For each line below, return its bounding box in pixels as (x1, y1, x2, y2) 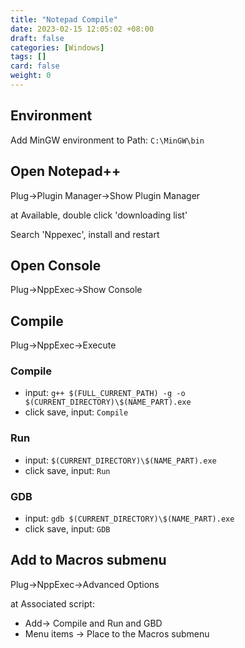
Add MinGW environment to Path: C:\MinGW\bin (10, 134, 205, 146)
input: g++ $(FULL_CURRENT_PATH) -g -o (24, 387, 186, 399)
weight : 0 (10, 71, 52, 81)
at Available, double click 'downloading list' (10, 209, 188, 221)
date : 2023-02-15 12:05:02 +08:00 (10, 24, 155, 34)
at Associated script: (10, 597, 95, 610)
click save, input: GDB (24, 523, 111, 535)
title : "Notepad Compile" (10, 14, 118, 25)
